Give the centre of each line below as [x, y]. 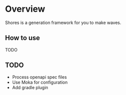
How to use [22, 38]
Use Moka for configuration [40, 82]
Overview [25, 9]
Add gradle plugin [30, 87]
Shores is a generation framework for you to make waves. [63, 23]
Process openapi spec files [39, 77]
